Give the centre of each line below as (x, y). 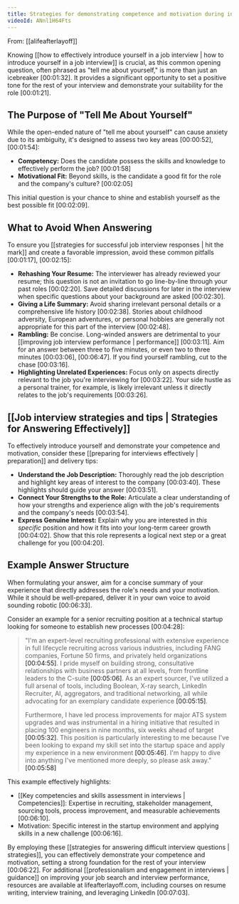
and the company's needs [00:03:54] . (73, 512)
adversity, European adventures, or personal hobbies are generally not (121, 319)
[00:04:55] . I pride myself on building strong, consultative (109, 663)
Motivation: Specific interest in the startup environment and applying (118, 826)
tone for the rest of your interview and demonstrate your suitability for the (115, 85)
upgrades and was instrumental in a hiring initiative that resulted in (122, 722)
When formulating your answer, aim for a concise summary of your (105, 582)
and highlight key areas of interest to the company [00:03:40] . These (119, 482)
